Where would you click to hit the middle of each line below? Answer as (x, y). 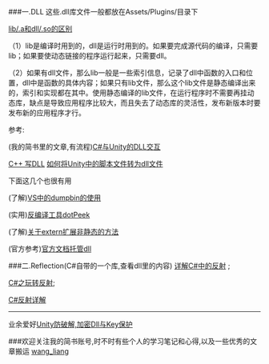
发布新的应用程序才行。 (47, 113)
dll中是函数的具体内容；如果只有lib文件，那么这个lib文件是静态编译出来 (139, 83)
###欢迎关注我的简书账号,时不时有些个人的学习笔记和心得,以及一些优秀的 (129, 341)
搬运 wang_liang (42, 351)
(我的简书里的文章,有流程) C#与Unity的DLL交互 (85, 147)
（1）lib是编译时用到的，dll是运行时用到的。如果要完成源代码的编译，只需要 (133, 46)
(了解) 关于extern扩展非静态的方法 (64, 232)
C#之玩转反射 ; (32, 283)
